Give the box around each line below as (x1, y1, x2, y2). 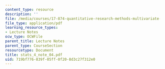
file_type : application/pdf (5, 20, 63, 26)
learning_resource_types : (5, 25, 58, 30)
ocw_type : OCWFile (5, 34, 43, 39)
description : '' (5, 12, 38, 17)
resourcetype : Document (5, 48, 54, 52)
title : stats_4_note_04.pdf (5, 52, 63, 57)
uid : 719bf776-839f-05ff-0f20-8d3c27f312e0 (5, 57, 96, 62)
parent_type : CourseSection (5, 43, 63, 48)
